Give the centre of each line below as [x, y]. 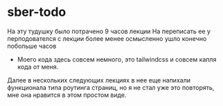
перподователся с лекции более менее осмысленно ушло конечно [107, 38]
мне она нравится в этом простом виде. [67, 95]
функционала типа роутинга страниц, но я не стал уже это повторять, [111, 87]
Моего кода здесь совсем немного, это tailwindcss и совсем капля [117, 59]
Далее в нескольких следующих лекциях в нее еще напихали [99, 80]
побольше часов [32, 46]
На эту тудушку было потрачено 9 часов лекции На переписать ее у [109, 31]
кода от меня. [38, 67]
